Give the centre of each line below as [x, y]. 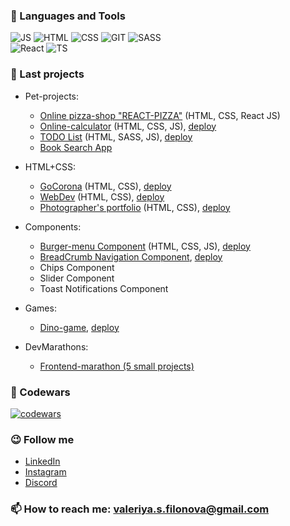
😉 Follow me [42, 439]
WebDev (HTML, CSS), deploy [102, 196]
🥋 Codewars [40, 392]
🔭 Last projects [47, 74]
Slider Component [77, 278]
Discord [41, 483]
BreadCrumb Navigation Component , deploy [131, 256]
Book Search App [76, 147]
